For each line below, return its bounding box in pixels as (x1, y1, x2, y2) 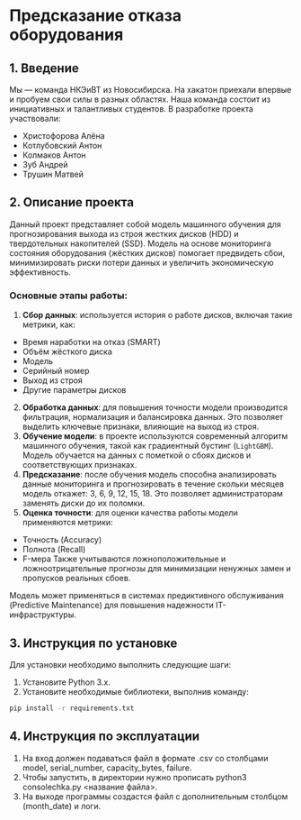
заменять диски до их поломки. (22, 497, 146, 509)
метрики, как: (22, 319, 76, 330)
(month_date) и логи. (22, 800, 102, 811)
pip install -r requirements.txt (9, 704, 135, 713)
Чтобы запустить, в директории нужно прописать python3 (22, 771, 247, 782)
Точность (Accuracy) (22, 534, 102, 545)
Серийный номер (22, 366, 90, 377)
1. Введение (9, 60, 79, 76)
